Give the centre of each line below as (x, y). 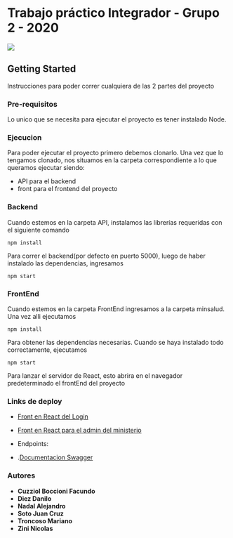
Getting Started (42, 69)
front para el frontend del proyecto (67, 189)
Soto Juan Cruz (41, 513)
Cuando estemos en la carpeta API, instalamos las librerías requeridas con (115, 222)
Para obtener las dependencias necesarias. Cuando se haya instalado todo (115, 342)
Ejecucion (25, 137)
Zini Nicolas (35, 528)
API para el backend (47, 181)
